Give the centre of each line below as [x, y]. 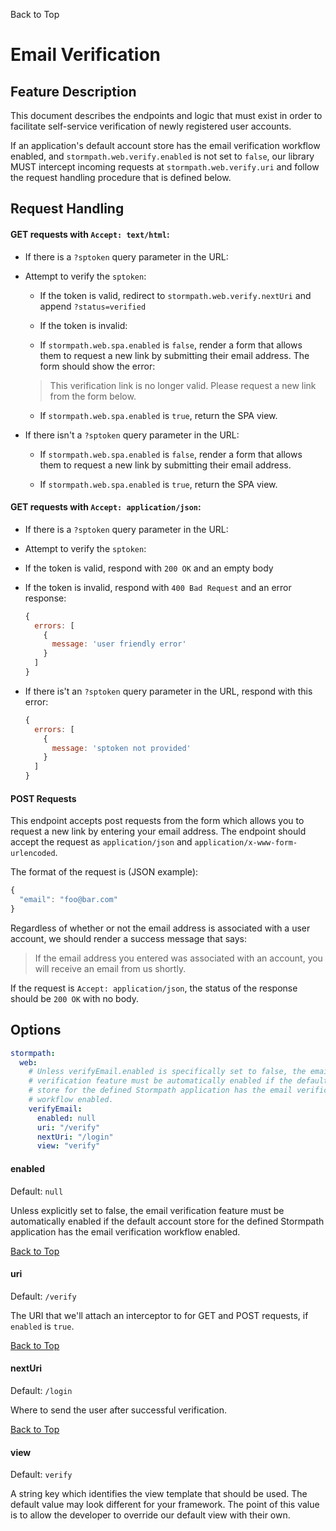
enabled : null [66, 1118]
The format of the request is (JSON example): [104, 872]
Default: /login [41, 1390]
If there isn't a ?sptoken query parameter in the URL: [132, 435]
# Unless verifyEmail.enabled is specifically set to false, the [167, 1072]
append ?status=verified [93, 306]
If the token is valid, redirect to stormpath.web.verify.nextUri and [175, 295]
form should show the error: [97, 366]
